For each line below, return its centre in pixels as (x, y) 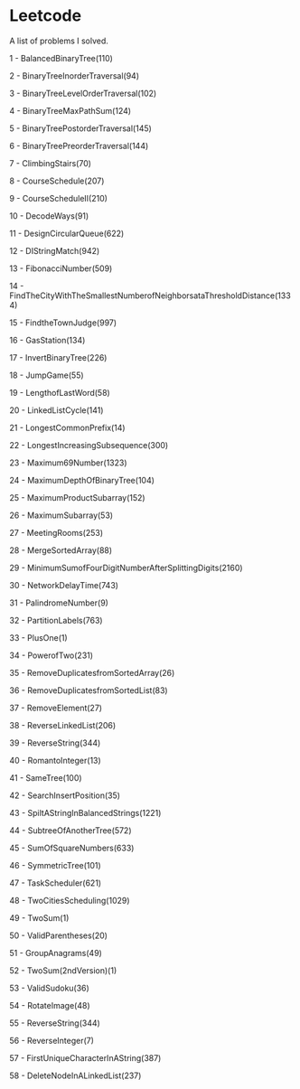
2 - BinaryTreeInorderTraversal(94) (75, 75)
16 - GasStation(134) (47, 340)
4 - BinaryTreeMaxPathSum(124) (70, 110)
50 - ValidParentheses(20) (59, 935)
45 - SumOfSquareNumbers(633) (72, 848)
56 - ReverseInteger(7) (52, 1040)
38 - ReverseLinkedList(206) (63, 725)
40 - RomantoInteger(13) (55, 760)
